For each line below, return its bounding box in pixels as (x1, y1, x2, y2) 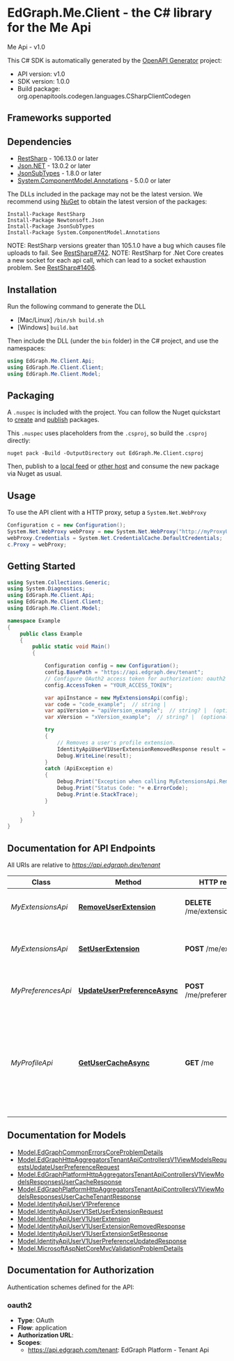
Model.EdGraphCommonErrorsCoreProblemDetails (17, 1148, 164, 1156)
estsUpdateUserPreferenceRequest (17, 1162, 120, 1171)
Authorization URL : (17, 1331, 75, 1339)
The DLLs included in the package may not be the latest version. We (7, 190, 203, 199)
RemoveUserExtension (78, 902, 156, 912)
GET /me (185, 1058, 214, 1068)
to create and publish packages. (7, 416, 100, 424)
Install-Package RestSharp (7, 211, 86, 218)
